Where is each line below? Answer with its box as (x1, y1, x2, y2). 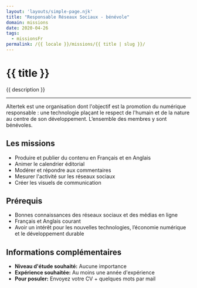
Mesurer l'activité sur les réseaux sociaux (14, 172, 116, 179)
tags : (6, 31, 19, 36)
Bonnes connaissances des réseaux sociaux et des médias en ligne (14, 212, 178, 219)
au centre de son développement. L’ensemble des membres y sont (6, 115, 167, 122)
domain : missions (6, 19, 49, 25)
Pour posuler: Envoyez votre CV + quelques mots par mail (14, 275, 156, 282)
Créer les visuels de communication (14, 179, 101, 186)
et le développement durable (14, 230, 84, 238)
